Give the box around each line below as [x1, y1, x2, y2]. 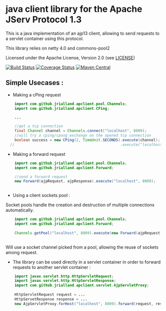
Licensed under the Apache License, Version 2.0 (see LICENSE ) [5, 54, 135, 60]
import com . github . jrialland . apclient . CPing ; [14, 106, 110, 111]
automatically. [5, 207, 34, 213]
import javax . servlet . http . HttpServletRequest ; [14, 273, 114, 279]
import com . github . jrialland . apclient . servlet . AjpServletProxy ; [14, 283, 149, 288]
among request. [5, 249, 38, 255]
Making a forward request [12, 151, 66, 157]
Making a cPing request [12, 91, 61, 97]
